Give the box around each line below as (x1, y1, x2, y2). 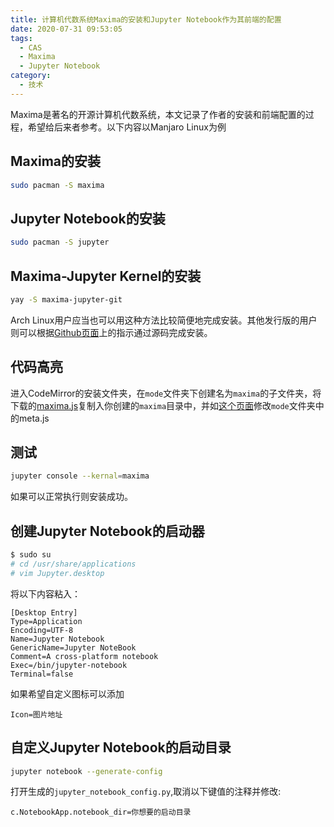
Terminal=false (10, 669, 74, 679)
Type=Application (10, 616, 83, 626)
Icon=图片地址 (10, 709, 63, 720)
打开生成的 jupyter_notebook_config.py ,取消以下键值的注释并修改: (10, 786, 282, 798)
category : (10, 71, 52, 81)
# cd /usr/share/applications (10, 559, 137, 569)
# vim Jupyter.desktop (10, 568, 105, 578)
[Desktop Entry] (10, 607, 78, 618)
